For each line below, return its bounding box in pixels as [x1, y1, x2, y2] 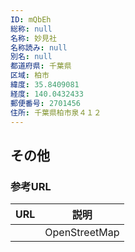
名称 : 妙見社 [10, 33, 57, 43]
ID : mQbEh [10, 14, 52, 25]
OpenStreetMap [44, 226, 120, 240]
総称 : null [10, 24, 53, 34]
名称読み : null [10, 42, 68, 53]
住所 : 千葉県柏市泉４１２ [10, 107, 102, 118]
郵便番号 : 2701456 [10, 98, 82, 108]
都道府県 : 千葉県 [10, 61, 72, 71]
